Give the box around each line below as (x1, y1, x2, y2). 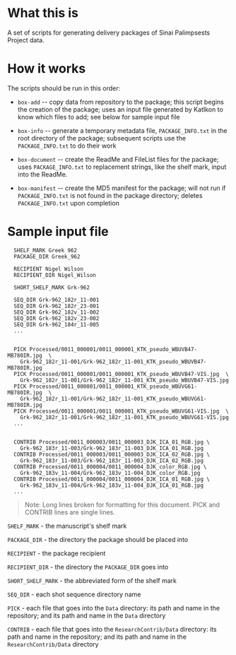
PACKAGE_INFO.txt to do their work (17, 141, 117, 150)
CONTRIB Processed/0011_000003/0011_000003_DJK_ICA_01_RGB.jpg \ (13, 438, 211, 446)
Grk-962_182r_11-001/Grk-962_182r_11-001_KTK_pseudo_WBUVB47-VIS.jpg (20, 377, 230, 384)
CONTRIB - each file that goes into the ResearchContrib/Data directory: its (7, 625, 217, 633)
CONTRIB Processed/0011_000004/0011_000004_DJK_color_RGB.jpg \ (13, 463, 207, 471)
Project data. (7, 35, 45, 44)
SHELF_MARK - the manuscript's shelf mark (7, 521, 127, 530)
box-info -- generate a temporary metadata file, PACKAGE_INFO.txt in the (17, 126, 228, 135)
